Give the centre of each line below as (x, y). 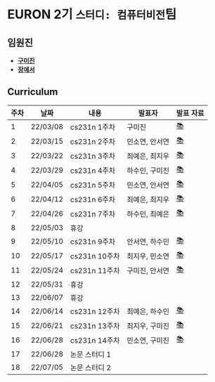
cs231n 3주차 (93, 157)
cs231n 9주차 (93, 242)
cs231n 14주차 (95, 341)
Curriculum (33, 92)
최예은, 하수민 (148, 312)
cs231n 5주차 (93, 185)
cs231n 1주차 (93, 127)
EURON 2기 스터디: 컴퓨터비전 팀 (92, 14)
